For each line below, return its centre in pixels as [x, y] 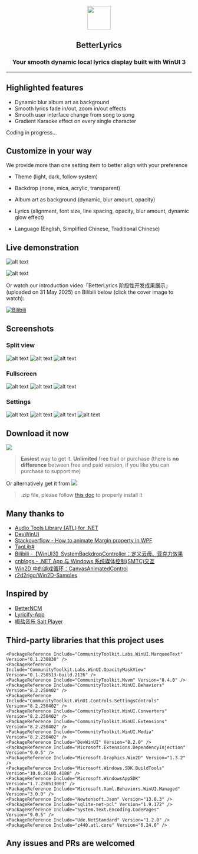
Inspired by [27, 594]
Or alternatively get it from [38, 484]
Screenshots [30, 328]
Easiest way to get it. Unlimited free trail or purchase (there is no [100, 459]
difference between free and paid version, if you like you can [95, 465]
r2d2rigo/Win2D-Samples [46, 575]
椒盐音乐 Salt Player [39, 621]
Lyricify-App [30, 614]
